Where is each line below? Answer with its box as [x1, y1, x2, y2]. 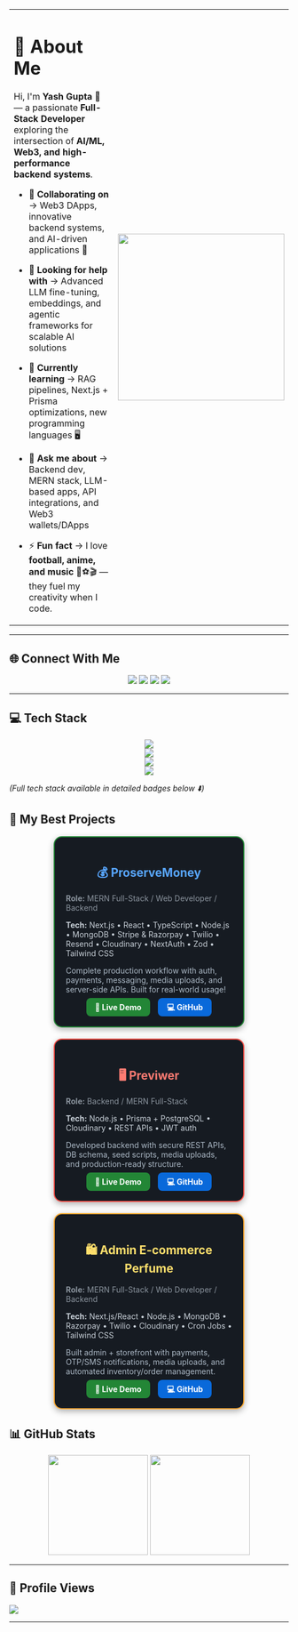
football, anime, [28, 554, 96, 567]
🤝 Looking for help [28, 264, 108, 277]
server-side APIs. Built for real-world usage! [66, 985, 226, 995]
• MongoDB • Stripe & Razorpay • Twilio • [66, 929, 220, 940]
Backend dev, [28, 463, 86, 476]
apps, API [56, 486, 98, 498]
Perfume [123, 1260, 174, 1275]
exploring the [13, 124, 69, 136]
